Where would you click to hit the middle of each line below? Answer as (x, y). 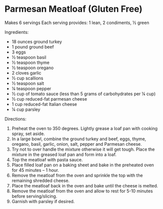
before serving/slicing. (34, 196)
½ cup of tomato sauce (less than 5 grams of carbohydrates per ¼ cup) (84, 94)
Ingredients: (17, 32)
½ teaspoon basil (29, 57)
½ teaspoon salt (28, 83)
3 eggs (19, 52)
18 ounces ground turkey (37, 41)
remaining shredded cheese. (40, 181)
